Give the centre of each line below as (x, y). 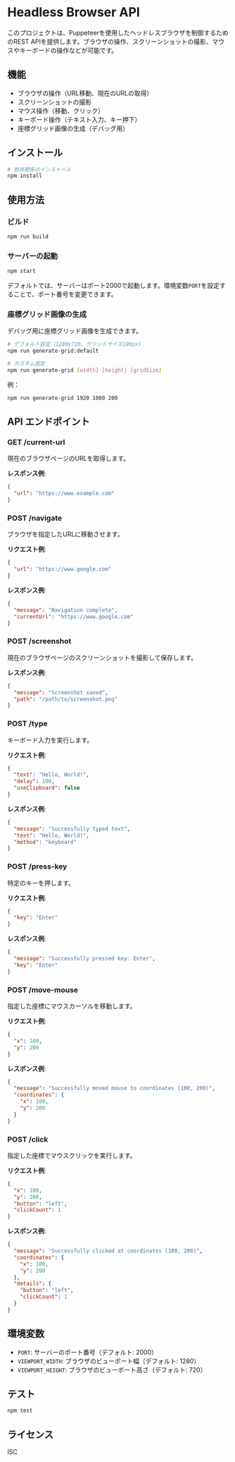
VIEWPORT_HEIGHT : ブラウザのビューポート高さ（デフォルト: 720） (112, 1370)
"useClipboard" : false (47, 788)
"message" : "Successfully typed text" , (72, 829)
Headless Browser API (74, 12)
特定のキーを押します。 (41, 883)
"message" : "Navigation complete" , (66, 610)
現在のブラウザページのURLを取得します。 (69, 459)
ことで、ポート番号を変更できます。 (65, 294)
